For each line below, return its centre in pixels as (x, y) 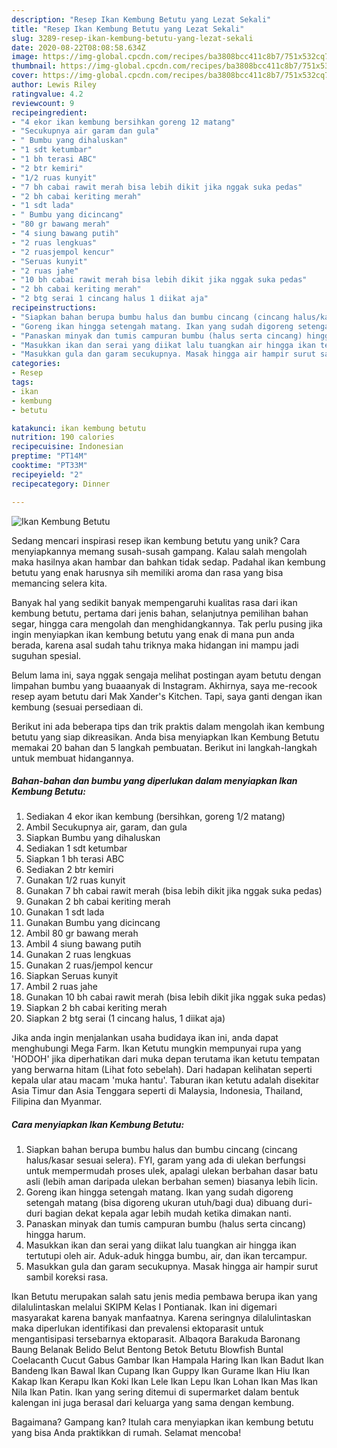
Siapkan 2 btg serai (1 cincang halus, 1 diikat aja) (125, 1018)
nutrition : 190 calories (63, 437)
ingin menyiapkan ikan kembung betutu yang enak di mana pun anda (153, 634)
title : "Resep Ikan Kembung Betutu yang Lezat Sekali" (128, 29)
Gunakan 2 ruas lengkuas (78, 955)
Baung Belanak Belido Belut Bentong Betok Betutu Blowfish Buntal (147, 1350)
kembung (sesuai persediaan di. (77, 707)
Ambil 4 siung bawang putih (83, 944)
